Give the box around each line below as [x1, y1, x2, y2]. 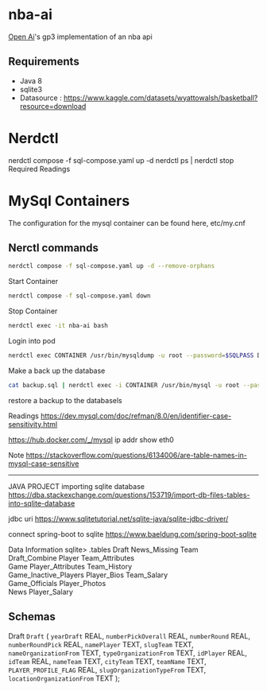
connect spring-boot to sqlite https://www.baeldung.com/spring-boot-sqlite [8, 529, 257, 538]
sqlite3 [19, 84, 42, 94]
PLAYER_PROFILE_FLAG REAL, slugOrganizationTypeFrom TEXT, [8, 665, 207, 674]
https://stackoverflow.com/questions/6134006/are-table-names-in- [25, 450, 248, 460]
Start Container [8, 277, 58, 286]
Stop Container [8, 306, 58, 316]
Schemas [8, 610, 56, 623]
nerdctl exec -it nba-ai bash [8, 322, 109, 330]
